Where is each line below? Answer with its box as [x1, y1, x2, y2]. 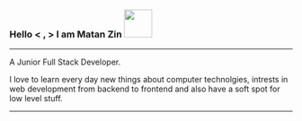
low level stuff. [9, 93, 63, 104]
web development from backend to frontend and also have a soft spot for [9, 83, 280, 94]
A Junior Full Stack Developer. [9, 56, 121, 67]
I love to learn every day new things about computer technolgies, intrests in [9, 74, 289, 85]
